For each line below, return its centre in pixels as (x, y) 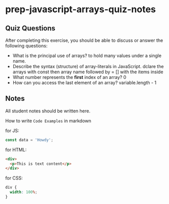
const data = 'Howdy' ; (29, 140)
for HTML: (16, 150)
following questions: (26, 46)
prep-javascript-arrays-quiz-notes (81, 9)
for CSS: (14, 178)
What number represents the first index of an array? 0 (69, 77)
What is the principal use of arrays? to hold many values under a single (87, 55)
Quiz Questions (30, 28)
